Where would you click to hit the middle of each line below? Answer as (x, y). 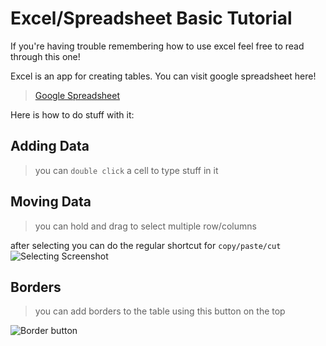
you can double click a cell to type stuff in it (126, 170)
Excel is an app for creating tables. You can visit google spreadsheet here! (163, 76)
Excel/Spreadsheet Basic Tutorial (151, 18)
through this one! (45, 56)
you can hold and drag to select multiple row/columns (145, 226)
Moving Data (51, 202)
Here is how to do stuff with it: (72, 114)
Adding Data (50, 146)
